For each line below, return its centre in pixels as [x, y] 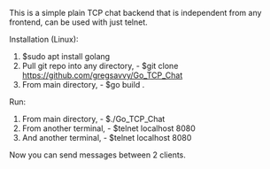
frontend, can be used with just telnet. [78, 22]
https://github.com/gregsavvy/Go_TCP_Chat [102, 75]
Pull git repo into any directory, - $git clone [100, 66]
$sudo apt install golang [66, 56]
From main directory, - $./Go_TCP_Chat [93, 119]
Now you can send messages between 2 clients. [97, 155]
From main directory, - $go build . [83, 84]
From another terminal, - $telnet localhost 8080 [109, 128]
